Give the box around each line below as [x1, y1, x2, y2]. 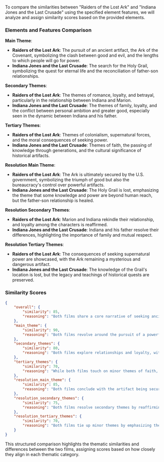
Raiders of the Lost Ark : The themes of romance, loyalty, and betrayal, [12, 92, 155, 98]
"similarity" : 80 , [22, 346, 60, 351]
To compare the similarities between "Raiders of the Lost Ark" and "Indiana [5, 4, 156, 10]
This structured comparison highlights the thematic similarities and [5, 441, 139, 447]
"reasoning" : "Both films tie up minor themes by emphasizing [22, 423, 152, 428]
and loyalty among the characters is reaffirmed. [12, 222, 108, 228]
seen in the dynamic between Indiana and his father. [12, 113, 118, 119]
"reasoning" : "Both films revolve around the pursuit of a [22, 332, 145, 337]
